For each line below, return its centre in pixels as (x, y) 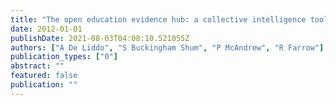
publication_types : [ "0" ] (64, 57)
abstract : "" (37, 66)
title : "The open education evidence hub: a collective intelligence (158, 19)
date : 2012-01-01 (46, 29)
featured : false (44, 76)
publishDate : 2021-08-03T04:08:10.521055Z (100, 38)
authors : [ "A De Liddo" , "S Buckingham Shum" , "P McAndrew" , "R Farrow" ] (167, 47)
